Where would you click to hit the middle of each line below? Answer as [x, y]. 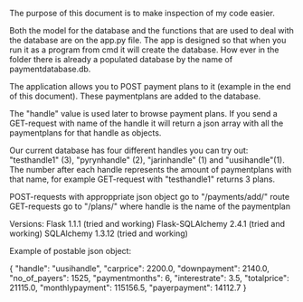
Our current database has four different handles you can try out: [129, 150]
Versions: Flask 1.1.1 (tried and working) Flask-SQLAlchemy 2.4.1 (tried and [147, 224]
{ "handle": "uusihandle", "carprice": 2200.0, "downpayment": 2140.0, [139, 269]
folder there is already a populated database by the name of [121, 59]
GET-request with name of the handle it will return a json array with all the [147, 123]
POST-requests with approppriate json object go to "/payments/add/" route [150, 197]
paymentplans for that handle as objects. [85, 133]
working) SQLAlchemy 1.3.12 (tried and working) [99, 233]
